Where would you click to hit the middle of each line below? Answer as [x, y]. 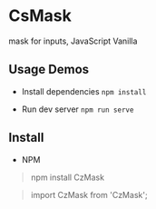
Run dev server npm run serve [78, 109]
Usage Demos [49, 70]
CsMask [40, 16]
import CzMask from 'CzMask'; [89, 194]
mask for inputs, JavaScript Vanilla [73, 41]
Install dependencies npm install [84, 91]
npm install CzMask [68, 177]
